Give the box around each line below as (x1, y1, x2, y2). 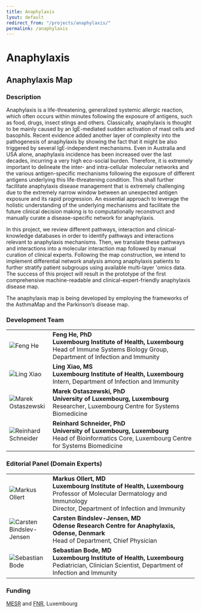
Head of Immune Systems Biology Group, (53, 345, 169, 354)
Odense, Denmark (53, 529, 105, 537)
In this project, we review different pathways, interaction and (6, 226, 156, 233)
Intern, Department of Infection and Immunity (53, 378, 179, 386)
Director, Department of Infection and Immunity (53, 504, 185, 513)
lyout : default (6, 14, 44, 20)
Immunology (53, 496, 88, 505)
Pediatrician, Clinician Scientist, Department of (53, 561, 184, 569)
